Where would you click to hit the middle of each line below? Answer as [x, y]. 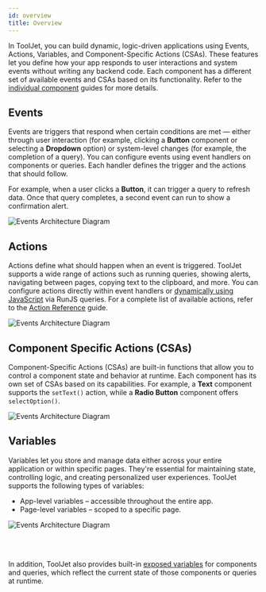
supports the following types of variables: [76, 486]
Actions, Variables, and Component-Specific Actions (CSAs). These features [133, 54]
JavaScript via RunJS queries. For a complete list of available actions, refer [131, 299]
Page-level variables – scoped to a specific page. [100, 509]
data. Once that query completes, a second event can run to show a [120, 198]
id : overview [30, 15]
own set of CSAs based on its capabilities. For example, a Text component [130, 384]
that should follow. [39, 174]
